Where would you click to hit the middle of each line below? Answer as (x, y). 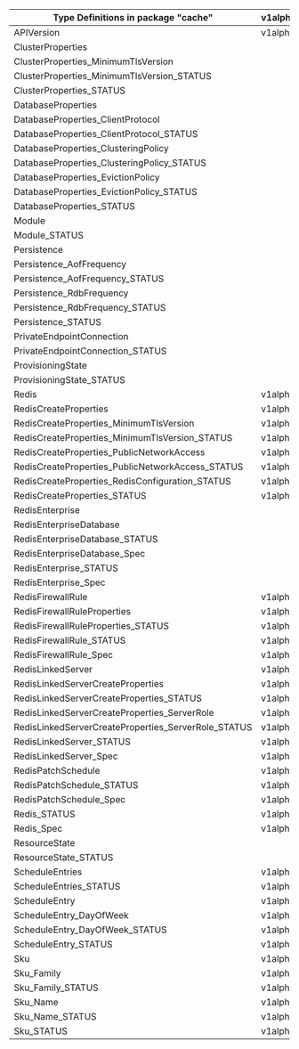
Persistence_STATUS (58, 322)
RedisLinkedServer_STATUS (72, 741)
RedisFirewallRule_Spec (64, 655)
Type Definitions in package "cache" (133, 17)
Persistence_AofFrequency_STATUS (89, 278)
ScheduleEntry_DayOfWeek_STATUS (90, 930)
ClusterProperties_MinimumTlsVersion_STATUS (113, 76)
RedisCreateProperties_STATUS (80, 496)
